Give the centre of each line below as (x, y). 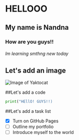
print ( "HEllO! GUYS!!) (29, 102)
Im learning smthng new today (37, 54)
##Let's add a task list (28, 111)
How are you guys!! (29, 42)
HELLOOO (26, 9)
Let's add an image (36, 70)
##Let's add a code (25, 92)
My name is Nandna (37, 27)
